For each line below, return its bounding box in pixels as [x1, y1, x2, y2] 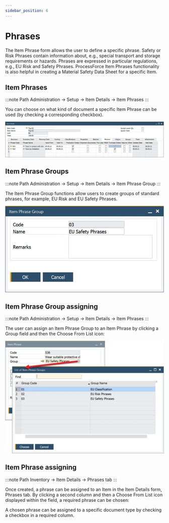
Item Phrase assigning [5, 463, 77, 472]
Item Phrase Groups [5, 167, 69, 176]
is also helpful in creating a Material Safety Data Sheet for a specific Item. [5, 69, 157, 75]
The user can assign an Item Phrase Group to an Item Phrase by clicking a [5, 325, 158, 331]
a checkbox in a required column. [5, 512, 74, 518]
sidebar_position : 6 [5, 8, 49, 13]
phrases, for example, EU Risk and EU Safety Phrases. [5, 196, 118, 202]
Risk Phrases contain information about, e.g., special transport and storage [5, 52, 160, 59]
